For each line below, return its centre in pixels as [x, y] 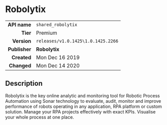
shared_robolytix [57, 24]
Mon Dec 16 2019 [58, 57]
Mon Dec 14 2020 [58, 66]
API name [20, 25]
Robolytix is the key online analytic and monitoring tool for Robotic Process [82, 96]
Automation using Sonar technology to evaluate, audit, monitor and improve [83, 101]
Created [22, 57]
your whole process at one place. [40, 117]
